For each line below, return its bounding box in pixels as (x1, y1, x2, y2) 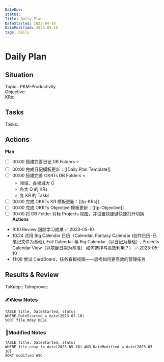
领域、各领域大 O (19, 180, 55, 186)
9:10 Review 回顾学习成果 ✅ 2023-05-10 (12, 226, 94, 232)
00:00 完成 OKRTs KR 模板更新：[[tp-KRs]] (12, 198, 99, 204)
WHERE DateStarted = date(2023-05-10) (5, 313, 84, 318)
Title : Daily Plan (5, 16, 43, 21)
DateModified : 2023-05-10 (5, 26, 58, 30)
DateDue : (5, 7, 23, 12)
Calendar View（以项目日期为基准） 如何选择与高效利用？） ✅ (12, 245, 138, 251)
